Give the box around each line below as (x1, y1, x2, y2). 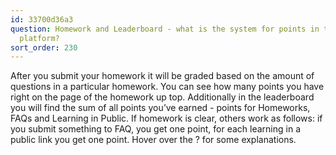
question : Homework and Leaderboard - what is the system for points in (10, 24, 320, 34)
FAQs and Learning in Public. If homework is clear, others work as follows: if (10, 112, 323, 125)
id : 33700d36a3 (10, 14, 74, 25)
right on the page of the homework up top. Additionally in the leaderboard (10, 91, 315, 103)
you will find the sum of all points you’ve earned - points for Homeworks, (10, 102, 311, 114)
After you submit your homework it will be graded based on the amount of (10, 70, 315, 82)
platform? (19, 33, 60, 43)
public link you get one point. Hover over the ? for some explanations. (10, 134, 297, 146)
